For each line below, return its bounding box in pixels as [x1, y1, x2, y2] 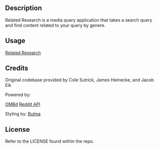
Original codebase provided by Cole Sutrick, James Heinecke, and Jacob [5, 77, 154, 83]
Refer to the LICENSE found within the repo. [5, 138, 94, 145]
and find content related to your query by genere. [5, 22, 106, 28]
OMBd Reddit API [5, 101, 40, 108]
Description [5, 4, 42, 12]
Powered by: [5, 92, 31, 98]
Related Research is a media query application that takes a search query [5, 17, 153, 23]
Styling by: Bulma [5, 111, 41, 117]
